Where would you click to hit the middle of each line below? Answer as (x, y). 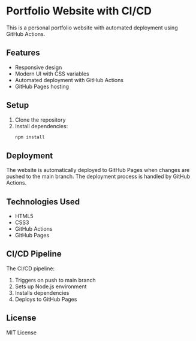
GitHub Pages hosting (42, 86)
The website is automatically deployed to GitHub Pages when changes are (98, 170)
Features (23, 53)
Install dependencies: (41, 126)
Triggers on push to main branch (55, 280)
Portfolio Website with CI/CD (79, 11)
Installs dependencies (42, 292)
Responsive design (38, 67)
